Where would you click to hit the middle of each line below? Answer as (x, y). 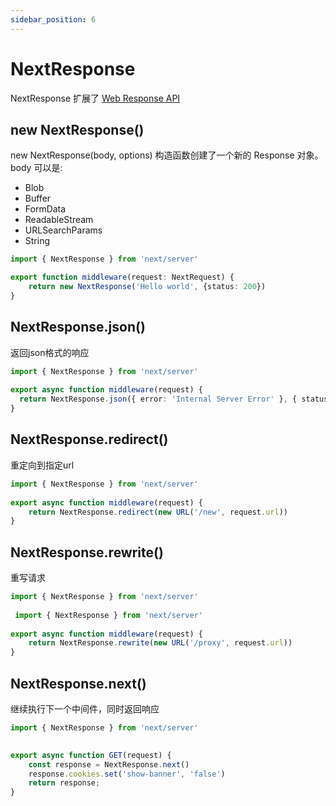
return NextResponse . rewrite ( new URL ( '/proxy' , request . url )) (160, 643)
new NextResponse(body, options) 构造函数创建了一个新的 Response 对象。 (167, 155)
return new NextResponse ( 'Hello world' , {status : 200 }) (147, 287)
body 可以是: (36, 168)
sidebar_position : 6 (53, 19)
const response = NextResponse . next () (109, 764)
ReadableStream (59, 220)
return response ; (64, 783)
